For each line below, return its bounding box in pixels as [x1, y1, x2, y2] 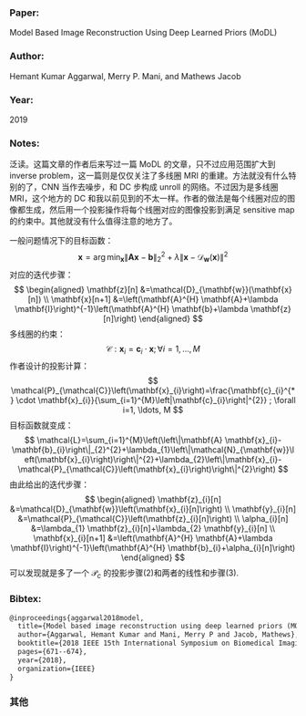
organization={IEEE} [17, 664, 96, 673]
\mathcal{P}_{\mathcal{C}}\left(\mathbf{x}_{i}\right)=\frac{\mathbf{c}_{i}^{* [10, 385, 296, 396]
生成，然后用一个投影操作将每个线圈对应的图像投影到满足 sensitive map [25, 204, 295, 215]
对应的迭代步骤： [9, 269, 74, 280]
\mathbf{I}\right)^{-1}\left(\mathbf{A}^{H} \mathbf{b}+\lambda [15, 303, 249, 314]
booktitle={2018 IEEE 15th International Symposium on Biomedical [17, 638, 275, 649]
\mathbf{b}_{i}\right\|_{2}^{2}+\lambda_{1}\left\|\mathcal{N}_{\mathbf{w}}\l [11, 444, 295, 455]
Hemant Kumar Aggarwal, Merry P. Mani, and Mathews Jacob [9, 70, 241, 81]
